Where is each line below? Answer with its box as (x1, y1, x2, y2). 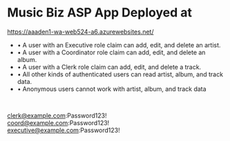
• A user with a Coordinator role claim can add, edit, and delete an (17, 48, 206, 56)
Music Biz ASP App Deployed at (7, 5, 192, 21)
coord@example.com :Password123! (7, 118, 110, 127)
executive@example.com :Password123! (7, 126, 121, 134)
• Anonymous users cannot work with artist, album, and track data (17, 85, 207, 93)
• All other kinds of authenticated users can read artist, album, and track (17, 70, 223, 78)
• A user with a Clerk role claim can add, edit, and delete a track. (17, 63, 202, 71)
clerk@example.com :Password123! (7, 111, 107, 120)
